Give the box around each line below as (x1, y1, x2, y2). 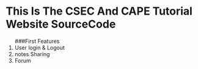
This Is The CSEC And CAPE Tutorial (5, 4, 193, 18)
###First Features (14, 37, 60, 45)
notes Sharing (14, 50, 50, 57)
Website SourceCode (5, 17, 116, 31)
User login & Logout (14, 44, 65, 51)
